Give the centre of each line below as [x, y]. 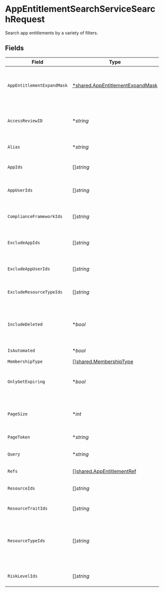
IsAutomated [21, 350]
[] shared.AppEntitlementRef [104, 471]
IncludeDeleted [25, 324]
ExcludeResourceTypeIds [35, 292]
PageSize [18, 414]
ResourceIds [21, 488]
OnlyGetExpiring [26, 382]
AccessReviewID [25, 121]
